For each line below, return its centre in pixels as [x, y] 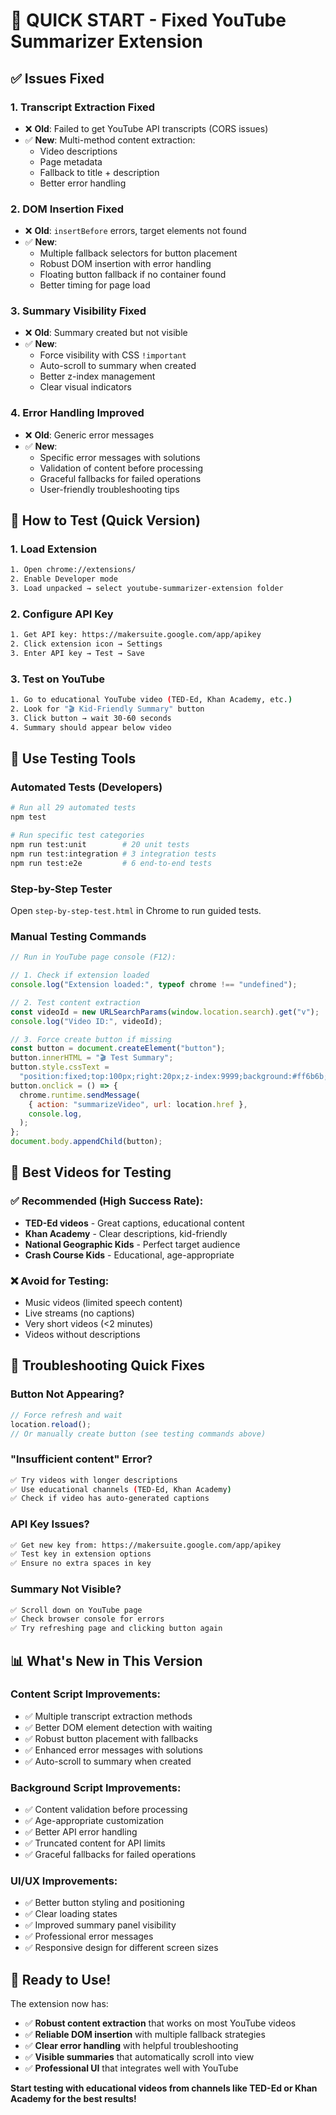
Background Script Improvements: [96, 1787]
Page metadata [71, 161]
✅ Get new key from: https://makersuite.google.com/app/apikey [146, 1545]
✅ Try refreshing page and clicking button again [116, 1629]
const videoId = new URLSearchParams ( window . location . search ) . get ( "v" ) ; [165, 1012]
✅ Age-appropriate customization [94, 1821]
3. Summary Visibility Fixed [78, 311]
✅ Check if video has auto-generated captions [110, 1499]
